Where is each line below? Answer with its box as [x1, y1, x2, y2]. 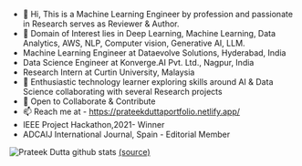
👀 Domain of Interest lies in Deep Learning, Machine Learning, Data [22, 28, 276, 38]
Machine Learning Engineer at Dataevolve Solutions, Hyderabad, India [22, 47, 286, 58]
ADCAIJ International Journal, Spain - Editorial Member [22, 129, 231, 140]
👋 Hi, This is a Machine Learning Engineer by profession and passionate [22, 9, 294, 19]
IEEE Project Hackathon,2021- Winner [22, 119, 165, 130]
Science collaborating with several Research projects [22, 87, 223, 97]
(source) [118, 147, 151, 157]
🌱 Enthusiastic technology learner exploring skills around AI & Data [22, 77, 274, 87]
